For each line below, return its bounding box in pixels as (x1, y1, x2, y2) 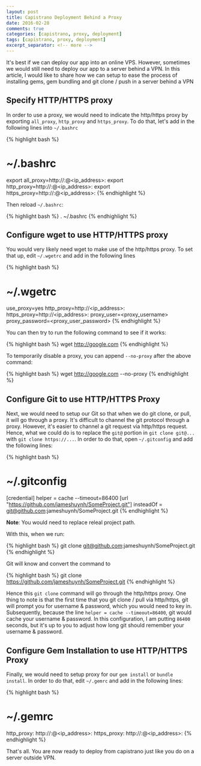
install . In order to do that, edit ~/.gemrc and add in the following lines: (6, 677, 183, 684)
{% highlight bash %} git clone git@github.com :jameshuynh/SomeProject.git (6, 542, 196, 549)
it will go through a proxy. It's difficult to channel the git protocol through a (6, 417, 190, 424)
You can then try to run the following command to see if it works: (6, 329, 167, 336)
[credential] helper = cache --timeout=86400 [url (6, 495, 128, 502)
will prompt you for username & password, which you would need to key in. (6, 603, 192, 610)
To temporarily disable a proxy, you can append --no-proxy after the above (6, 352, 191, 360)
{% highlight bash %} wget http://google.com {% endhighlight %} (6, 340, 169, 348)
